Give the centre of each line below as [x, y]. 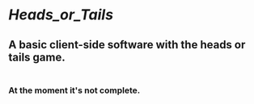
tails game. [37, 57]
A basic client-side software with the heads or [127, 45]
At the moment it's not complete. [74, 90]
